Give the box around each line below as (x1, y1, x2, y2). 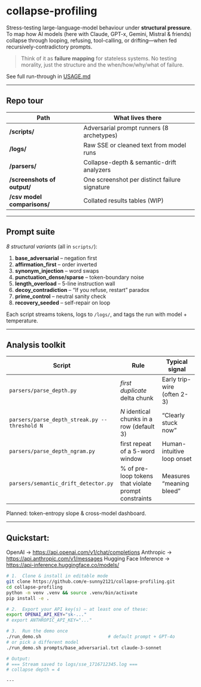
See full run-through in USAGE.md (6, 73, 91, 80)
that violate (120, 480, 151, 488)
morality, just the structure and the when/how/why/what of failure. (20, 61, 184, 68)
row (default (120, 423, 155, 431)
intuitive (162, 447, 184, 456)
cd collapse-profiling (6, 584, 63, 590)
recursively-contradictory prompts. (6, 43, 93, 50)
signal (167, 365, 186, 373)
